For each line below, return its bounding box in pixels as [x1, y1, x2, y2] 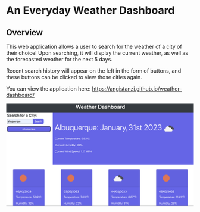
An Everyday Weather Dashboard [6, 4, 175, 17]
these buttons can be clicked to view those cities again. [6, 74, 143, 80]
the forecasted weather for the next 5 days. [6, 56, 113, 63]
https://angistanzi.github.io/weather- [92, 85, 182, 92]
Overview [6, 27, 43, 38]
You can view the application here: [6, 85, 91, 92]
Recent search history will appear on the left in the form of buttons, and [6, 67, 182, 74]
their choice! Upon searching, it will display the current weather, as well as [6, 49, 189, 57]
